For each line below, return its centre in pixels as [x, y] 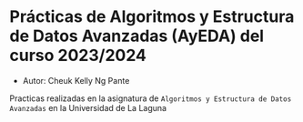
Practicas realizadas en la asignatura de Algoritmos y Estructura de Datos [151, 98]
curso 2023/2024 [78, 56]
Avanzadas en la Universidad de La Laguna [88, 107]
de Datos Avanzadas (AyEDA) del [137, 36]
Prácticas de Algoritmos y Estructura [152, 17]
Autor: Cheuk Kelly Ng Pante [76, 80]
